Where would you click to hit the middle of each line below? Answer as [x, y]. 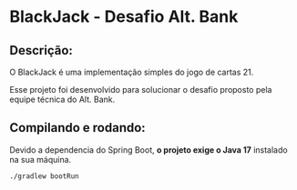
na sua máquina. [41, 159]
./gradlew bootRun [44, 176]
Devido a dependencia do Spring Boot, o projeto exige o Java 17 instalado [149, 150]
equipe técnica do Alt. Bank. [62, 99]
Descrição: [41, 50]
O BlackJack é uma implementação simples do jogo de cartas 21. [132, 72]
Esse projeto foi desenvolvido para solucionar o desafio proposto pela [141, 90]
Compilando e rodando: [77, 128]
